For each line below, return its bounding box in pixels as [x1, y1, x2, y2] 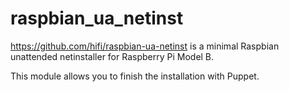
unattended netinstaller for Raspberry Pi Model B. [10, 50, 215, 62]
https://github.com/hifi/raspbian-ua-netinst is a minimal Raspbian [10, 40, 280, 52]
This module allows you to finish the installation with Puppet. [10, 70, 260, 82]
